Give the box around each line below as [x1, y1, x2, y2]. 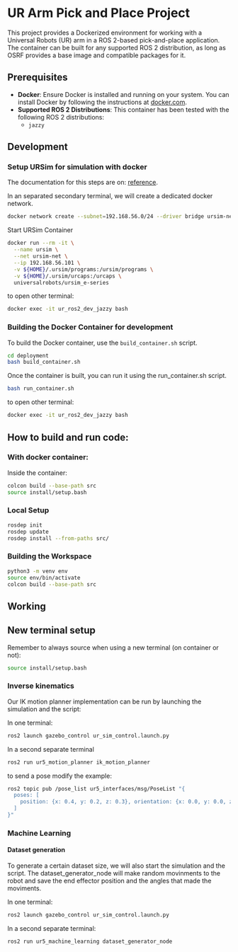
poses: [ [13, 791, 40, 799]
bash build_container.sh [7, 359, 81, 366]
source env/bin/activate [7, 574, 81, 581]
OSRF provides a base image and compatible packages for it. [7, 51, 186, 59]
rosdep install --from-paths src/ [7, 534, 110, 542]
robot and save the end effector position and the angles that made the [7, 876, 212, 885]
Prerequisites [7, 71, 68, 84]
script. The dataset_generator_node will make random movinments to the [7, 869, 221, 878]
